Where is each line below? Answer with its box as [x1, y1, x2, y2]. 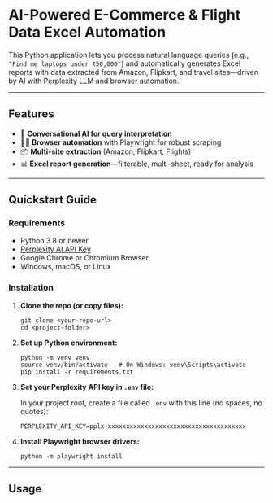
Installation [8, 282, 54, 294]
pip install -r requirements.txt [19, 368, 134, 376]
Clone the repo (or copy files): [19, 300, 124, 310]
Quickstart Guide [8, 193, 97, 207]
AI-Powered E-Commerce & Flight [8, 6, 241, 24]
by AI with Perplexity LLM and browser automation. [8, 76, 180, 85]
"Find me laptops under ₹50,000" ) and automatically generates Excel [8, 59, 241, 68]
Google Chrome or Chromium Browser [19, 253, 149, 263]
